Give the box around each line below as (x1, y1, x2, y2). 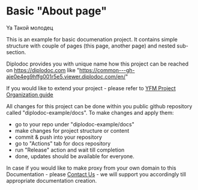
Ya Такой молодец (6, 24, 53, 31)
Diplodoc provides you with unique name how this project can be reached (6, 60, 189, 67)
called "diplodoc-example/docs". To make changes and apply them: (6, 109, 174, 116)
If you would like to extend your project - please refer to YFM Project (6, 84, 176, 91)
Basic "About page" (6, 4, 107, 18)
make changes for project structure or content (14, 127, 130, 134)
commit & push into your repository (14, 133, 103, 141)
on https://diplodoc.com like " (6, 66, 80, 73)
